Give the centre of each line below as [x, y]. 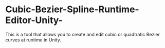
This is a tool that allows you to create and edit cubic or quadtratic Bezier [83, 34]
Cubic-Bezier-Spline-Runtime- [72, 9]
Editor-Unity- [34, 20]
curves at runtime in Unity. [33, 40]
